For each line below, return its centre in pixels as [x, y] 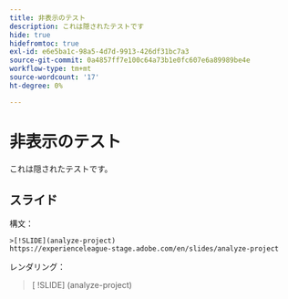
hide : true [30, 35]
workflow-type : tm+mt [51, 69]
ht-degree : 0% [36, 86]
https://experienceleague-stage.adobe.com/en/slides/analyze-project [144, 249]
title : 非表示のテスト [48, 18]
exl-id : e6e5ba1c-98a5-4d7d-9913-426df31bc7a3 [99, 52]
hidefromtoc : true [44, 43]
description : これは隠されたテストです [77, 26]
